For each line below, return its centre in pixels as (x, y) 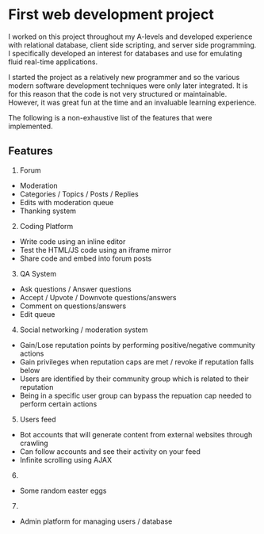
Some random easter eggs (63, 490)
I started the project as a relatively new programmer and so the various (124, 77)
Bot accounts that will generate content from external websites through (136, 434)
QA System (38, 273)
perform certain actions (58, 404)
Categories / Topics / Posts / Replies (79, 194)
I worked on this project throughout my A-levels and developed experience (130, 36)
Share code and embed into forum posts (86, 258)
